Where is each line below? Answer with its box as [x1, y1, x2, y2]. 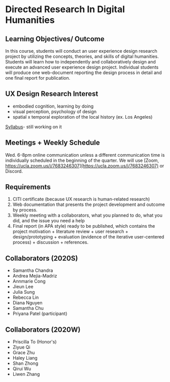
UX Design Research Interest [5, 90, 98, 98]
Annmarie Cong [12, 278, 46, 285]
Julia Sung [12, 289, 35, 295]
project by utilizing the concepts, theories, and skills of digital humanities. [5, 53, 159, 59]
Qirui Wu [12, 366, 31, 372]
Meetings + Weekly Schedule [5, 138, 100, 147]
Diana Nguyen [12, 300, 43, 306]
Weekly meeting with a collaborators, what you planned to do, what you [12, 212, 163, 219]
